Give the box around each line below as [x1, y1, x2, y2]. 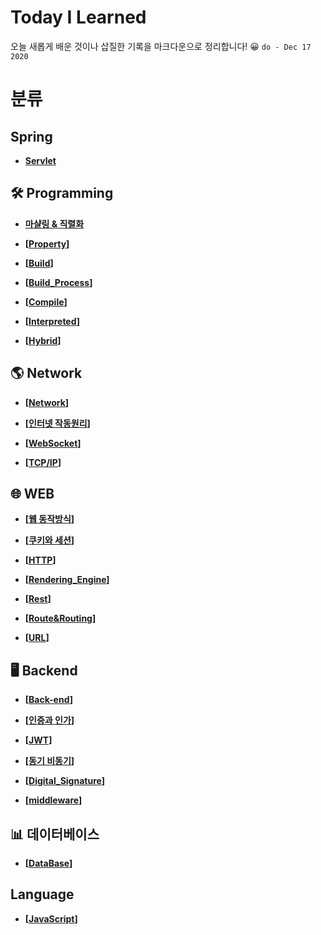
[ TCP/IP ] [24, 456, 62, 468]
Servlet [24, 154, 57, 166]
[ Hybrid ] [24, 334, 62, 346]
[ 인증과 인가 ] [24, 714, 75, 726]
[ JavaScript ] [24, 912, 78, 925]
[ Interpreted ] [24, 315, 81, 327]
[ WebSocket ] [24, 437, 82, 449]
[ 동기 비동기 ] [24, 755, 75, 767]
